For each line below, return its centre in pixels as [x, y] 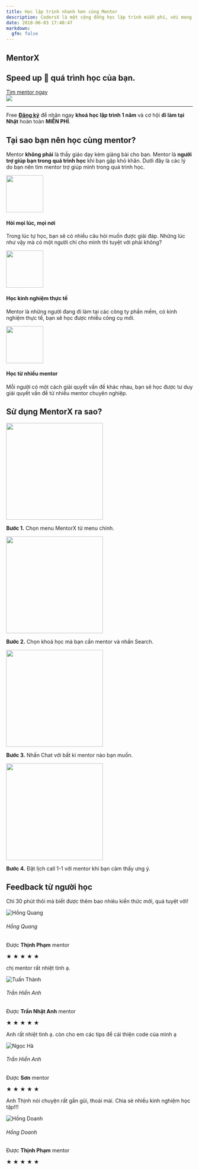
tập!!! [12, 1107]
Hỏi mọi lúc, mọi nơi [31, 222]
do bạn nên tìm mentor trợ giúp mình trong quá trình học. [76, 167]
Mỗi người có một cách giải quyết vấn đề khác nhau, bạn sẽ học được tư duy [99, 387]
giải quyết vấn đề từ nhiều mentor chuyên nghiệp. [67, 393]
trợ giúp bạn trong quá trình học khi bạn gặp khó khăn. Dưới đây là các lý [96, 161]
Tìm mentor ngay [27, 92]
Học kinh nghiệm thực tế [37, 298]
